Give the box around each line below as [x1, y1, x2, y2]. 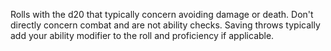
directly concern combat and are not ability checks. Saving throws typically [10, 19, 321, 31]
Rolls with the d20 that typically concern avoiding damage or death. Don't [10, 9, 314, 20]
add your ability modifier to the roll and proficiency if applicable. [10, 30, 275, 41]
